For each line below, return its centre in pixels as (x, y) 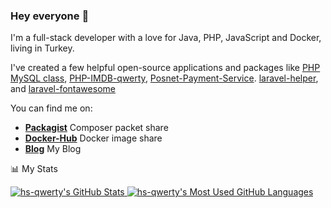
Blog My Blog (53, 149)
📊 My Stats (34, 169)
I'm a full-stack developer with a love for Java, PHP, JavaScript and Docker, (166, 38)
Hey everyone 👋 (50, 16)
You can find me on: (51, 108)
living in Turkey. (42, 48)
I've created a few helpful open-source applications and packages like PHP (165, 68)
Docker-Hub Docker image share (93, 138)
